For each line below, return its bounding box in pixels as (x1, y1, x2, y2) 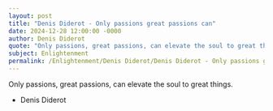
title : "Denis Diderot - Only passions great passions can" (8, 19, 217, 28)
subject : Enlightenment (8, 49, 89, 58)
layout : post (8, 11, 53, 20)
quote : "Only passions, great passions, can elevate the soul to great (8, 42, 256, 50)
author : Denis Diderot (8, 34, 85, 43)
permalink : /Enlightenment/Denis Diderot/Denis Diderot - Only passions (8, 58, 260, 66)
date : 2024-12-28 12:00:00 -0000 (8, 27, 122, 35)
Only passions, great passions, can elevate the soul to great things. (8, 79, 233, 89)
